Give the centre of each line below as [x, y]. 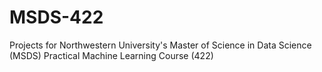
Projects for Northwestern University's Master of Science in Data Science [160, 45]
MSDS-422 [56, 17]
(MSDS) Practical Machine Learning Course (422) [111, 55]
